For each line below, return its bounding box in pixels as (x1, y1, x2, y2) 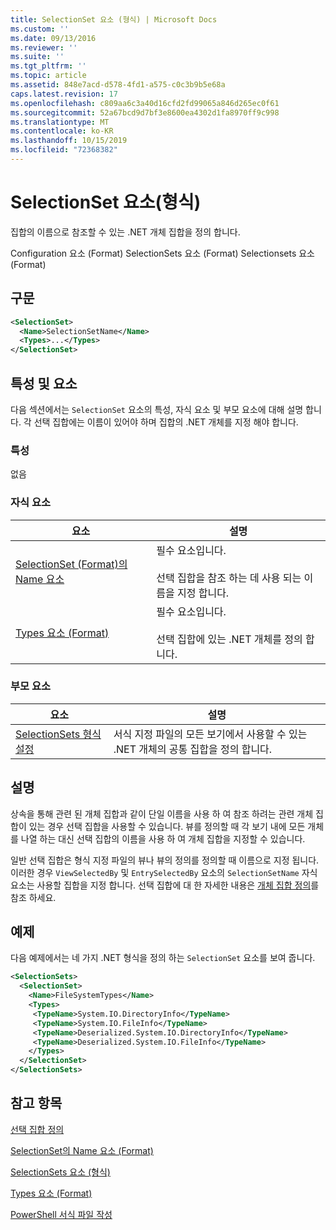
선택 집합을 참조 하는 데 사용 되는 (156, 571, 302, 585)
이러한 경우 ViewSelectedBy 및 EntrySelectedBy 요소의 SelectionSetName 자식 (10, 866, 318, 878)
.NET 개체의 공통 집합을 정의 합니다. (113, 742, 273, 756)
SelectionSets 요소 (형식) (10, 1166, 111, 1178)
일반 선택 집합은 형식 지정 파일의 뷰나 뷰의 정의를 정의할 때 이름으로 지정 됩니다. (10, 854, 320, 866)
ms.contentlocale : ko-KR (10, 126, 114, 136)
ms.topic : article (10, 71, 87, 81)
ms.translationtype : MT (10, 117, 110, 127)
